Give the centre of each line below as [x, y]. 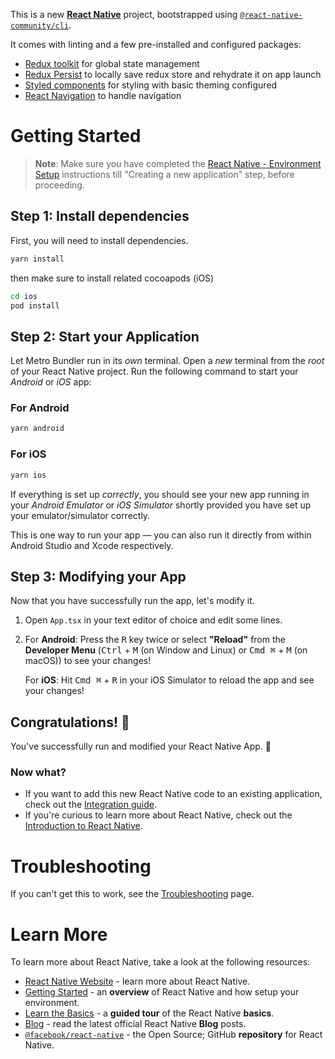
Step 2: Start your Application [105, 336]
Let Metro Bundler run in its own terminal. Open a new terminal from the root [167, 361]
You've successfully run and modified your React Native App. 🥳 [141, 746]
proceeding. [59, 185]
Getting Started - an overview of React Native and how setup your [162, 992]
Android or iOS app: [51, 382]
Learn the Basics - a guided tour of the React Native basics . [149, 1013]
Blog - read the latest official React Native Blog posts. [135, 1024]
